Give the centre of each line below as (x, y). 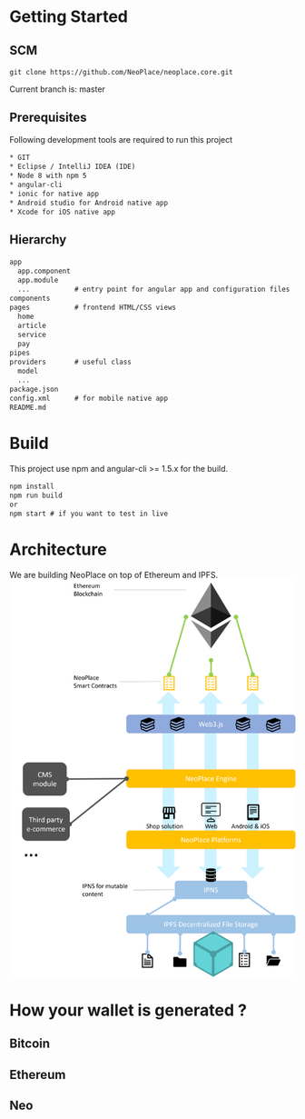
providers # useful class (70, 362)
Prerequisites (48, 118)
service (32, 335)
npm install (32, 486)
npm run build (36, 495)
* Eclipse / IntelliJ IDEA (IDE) (73, 166)
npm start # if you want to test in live (89, 514)
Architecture (58, 550)
